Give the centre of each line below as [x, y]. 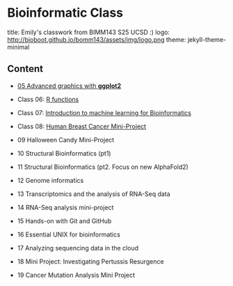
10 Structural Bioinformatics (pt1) [64, 153]
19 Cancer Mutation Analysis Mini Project [76, 275]
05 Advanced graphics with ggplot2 [69, 86]
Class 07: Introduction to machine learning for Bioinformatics [104, 112]
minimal [18, 47]
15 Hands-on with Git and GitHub [64, 220]
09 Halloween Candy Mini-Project [66, 140]
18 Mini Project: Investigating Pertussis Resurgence [91, 261]
